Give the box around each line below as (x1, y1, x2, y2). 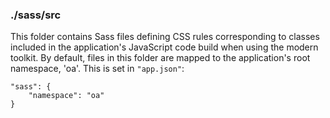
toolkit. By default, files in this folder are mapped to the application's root (10, 52, 311, 64)
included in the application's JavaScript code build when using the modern (10, 41, 319, 53)
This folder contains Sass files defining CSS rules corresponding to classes (10, 31, 320, 43)
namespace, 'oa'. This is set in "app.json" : (10, 63, 185, 75)
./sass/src (10, 8, 62, 22)
